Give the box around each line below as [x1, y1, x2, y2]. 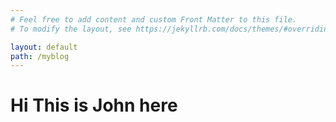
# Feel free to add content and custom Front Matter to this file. [10, 14, 298, 25]
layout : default [10, 42, 78, 52]
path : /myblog [10, 51, 70, 61]
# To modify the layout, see [10, 24, 132, 34]
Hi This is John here [10, 94, 178, 117]
